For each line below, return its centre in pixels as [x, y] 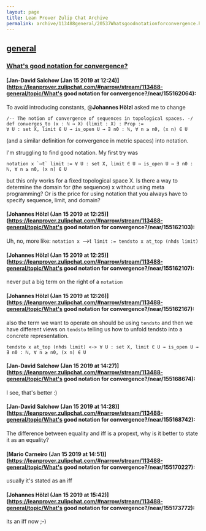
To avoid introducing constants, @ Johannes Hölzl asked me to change [96, 107]
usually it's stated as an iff [39, 481]
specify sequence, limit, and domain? [54, 200]
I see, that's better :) [32, 392]
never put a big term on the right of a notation [65, 282]
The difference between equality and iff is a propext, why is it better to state [102, 433]
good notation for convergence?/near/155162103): [129, 227]
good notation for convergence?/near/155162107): [129, 268]
